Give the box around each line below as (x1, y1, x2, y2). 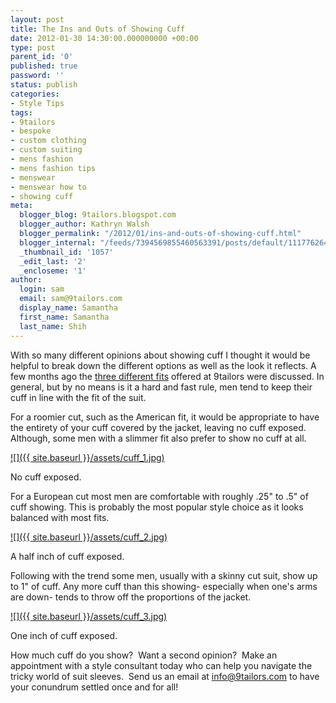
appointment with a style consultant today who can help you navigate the (10, 659, 313, 671)
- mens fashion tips (10, 163, 97, 173)
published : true (10, 61, 78, 71)
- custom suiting (10, 145, 83, 155)
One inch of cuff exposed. (10, 629, 118, 641)
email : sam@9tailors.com (19, 294, 123, 304)
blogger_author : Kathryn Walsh (19, 219, 150, 230)
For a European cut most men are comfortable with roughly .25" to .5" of (10, 490, 309, 502)
